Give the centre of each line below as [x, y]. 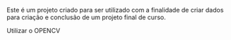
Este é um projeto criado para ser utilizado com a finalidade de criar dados [115, 10]
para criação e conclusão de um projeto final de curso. [87, 17]
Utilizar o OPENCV [34, 31]
